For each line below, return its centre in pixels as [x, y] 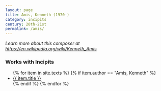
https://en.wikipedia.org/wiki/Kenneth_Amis [51, 49]
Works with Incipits [30, 62]
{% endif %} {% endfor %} [41, 84]
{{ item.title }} [27, 78]
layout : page [19, 10]
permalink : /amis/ [25, 29]
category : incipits [26, 19]
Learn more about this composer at [43, 43]
